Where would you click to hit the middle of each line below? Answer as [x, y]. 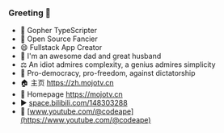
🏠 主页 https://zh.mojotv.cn [67, 83]
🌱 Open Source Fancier [59, 39]
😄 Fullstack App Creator [61, 48]
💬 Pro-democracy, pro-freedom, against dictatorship [108, 73]
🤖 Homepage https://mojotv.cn [71, 94]
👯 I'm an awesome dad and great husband [91, 56]
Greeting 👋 [30, 13]
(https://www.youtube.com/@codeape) [85, 120]
